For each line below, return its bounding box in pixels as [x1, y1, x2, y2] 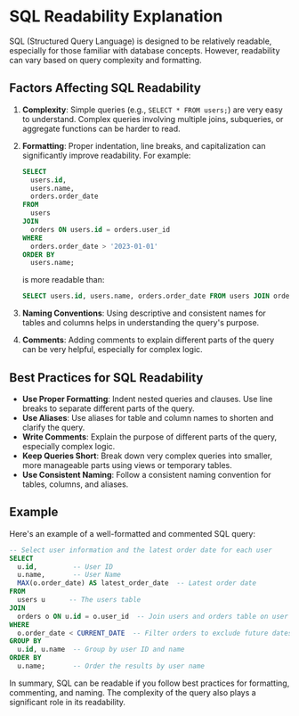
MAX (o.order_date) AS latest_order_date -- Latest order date [17, 579, 256, 588]
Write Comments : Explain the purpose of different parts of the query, [21, 431, 278, 442]
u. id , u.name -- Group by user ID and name [17, 645, 185, 654]
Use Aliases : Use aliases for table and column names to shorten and [21, 412, 274, 423]
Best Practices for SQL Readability [9, 370, 204, 385]
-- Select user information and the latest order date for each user [9, 546, 273, 555]
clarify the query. [21, 422, 85, 432]
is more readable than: [21, 275, 105, 285]
